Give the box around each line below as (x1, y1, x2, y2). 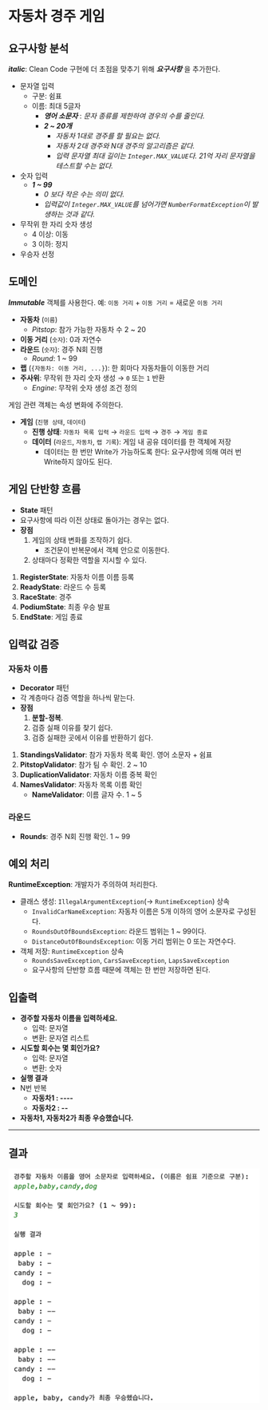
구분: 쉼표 (31, 91, 62, 101)
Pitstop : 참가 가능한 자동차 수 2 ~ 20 (31, 324, 146, 334)
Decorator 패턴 (19, 683, 69, 693)
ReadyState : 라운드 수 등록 (19, 582, 106, 592)
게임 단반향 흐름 (8, 482, 81, 496)
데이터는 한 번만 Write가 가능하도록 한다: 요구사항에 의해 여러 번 (43, 446, 242, 456)
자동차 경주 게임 (8, 7, 105, 26)
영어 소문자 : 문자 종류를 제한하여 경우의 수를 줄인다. (43, 111, 205, 121)
